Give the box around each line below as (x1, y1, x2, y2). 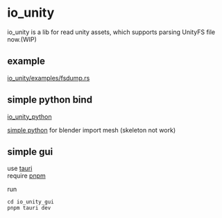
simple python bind (7, 94, 92, 106)
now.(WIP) (7, 35, 37, 43)
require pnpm (7, 171, 46, 180)
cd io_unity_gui (7, 199, 54, 206)
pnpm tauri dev (7, 205, 51, 212)
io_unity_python (7, 112, 52, 121)
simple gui (7, 146, 53, 158)
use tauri (7, 165, 33, 173)
